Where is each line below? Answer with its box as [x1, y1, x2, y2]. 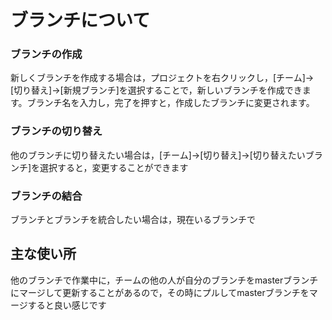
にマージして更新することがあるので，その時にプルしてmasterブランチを [10, 286, 310, 298]
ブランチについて [10, 9, 151, 32]
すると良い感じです [27, 299, 107, 311]
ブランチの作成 [10, 47, 83, 61]
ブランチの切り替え [10, 124, 103, 138]
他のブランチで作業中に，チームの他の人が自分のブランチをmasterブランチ [10, 274, 319, 286]
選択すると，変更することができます [39, 161, 189, 173]
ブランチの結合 [10, 189, 83, 203]
